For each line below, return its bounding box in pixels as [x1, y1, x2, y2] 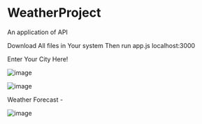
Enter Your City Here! [7, 54, 68, 63]
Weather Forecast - [7, 95, 64, 104]
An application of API [7, 28, 68, 36]
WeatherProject [7, 5, 101, 21]
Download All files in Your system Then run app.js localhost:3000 [7, 41, 196, 49]
